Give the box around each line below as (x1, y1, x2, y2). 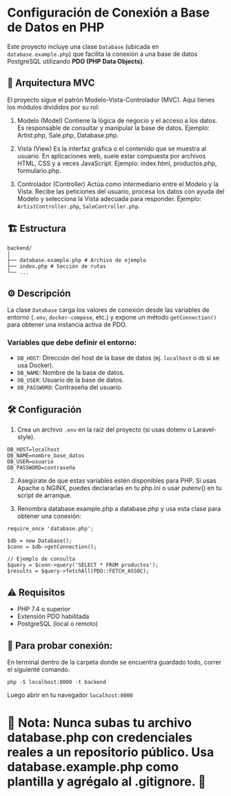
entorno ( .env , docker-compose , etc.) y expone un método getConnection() (7, 313, 217, 322)
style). (17, 433, 36, 441)
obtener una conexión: (17, 512, 81, 520)
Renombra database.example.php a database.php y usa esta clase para (17, 505, 221, 513)
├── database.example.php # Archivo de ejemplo (7, 257, 147, 263)
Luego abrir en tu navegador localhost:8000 (7, 691, 133, 699)
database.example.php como (7, 759, 179, 775)
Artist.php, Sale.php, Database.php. (17, 131, 119, 139)
